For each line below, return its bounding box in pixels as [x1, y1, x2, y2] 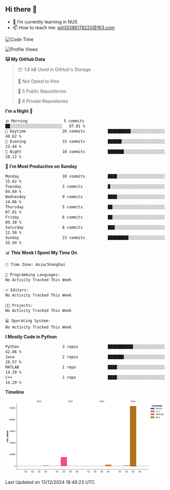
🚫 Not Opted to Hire [17, 78, 60, 84]
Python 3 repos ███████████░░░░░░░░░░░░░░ [5, 344, 165, 349]
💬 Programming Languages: [5, 272, 60, 277]
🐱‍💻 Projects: [5, 303, 33, 308]
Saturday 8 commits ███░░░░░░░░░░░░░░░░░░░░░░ [5, 225, 165, 230]
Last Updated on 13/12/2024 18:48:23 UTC [5, 479, 95, 485]
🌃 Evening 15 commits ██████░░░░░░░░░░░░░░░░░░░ [5, 139, 165, 144]
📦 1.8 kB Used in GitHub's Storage [17, 66, 91, 72]
